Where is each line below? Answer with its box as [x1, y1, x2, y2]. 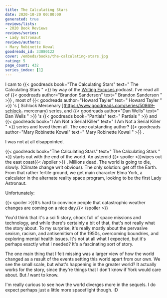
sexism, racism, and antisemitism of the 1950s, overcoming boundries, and [5, 231, 159, 236]
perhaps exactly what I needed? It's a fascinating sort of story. [5, 241, 134, 247]
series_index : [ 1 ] [5, 68, 43, 73]
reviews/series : [5, 30, 39, 35]
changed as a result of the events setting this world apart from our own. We [5, 256, 161, 262]
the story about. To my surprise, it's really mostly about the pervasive [5, 225, 148, 231]
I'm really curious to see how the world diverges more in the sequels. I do [5, 282, 156, 288]
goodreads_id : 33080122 [5, 49, 55, 54]
